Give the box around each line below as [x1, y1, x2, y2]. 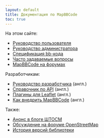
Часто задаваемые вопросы [12, 56, 74, 62]
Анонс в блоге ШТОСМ [12, 116, 62, 122]
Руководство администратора [12, 46, 78, 52]
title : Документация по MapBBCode [5, 12, 78, 17]
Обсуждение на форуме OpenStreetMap [12, 121, 99, 128]
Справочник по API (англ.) [12, 86, 69, 92]
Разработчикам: [5, 71, 40, 77]
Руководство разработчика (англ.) [12, 81, 87, 87]
